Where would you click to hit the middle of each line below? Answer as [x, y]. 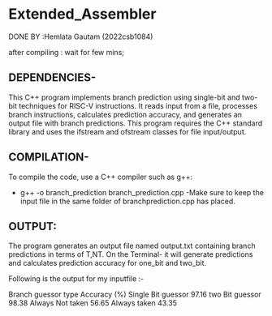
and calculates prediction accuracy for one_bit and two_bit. [108, 263]
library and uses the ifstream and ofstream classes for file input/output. [127, 131]
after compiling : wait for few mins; [66, 52]
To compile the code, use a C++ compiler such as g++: [101, 177]
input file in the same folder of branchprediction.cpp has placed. [127, 201]
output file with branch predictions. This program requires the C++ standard [136, 123]
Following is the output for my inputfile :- [76, 279]
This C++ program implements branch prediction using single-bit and [125, 97]
